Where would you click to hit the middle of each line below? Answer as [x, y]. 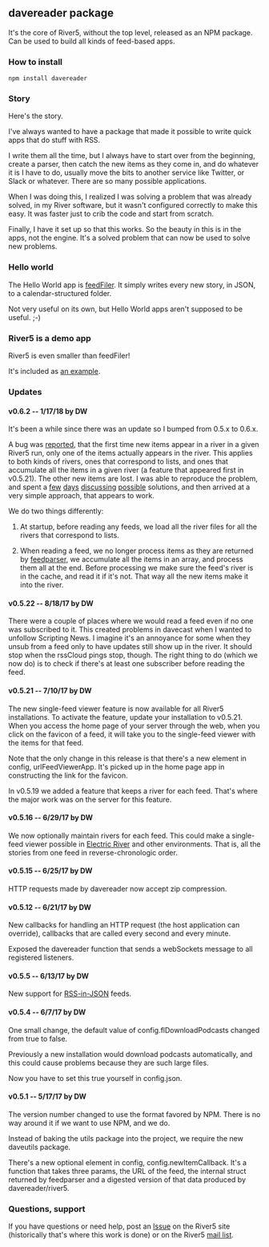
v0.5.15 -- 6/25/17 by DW [50, 871]
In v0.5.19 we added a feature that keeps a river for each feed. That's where [133, 790]
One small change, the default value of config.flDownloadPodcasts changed [134, 1030]
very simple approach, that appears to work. [81, 496]
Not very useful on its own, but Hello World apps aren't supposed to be [125, 309]
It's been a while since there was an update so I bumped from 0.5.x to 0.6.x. [133, 429]
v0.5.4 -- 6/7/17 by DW [47, 1012]
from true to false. [38, 1038]
